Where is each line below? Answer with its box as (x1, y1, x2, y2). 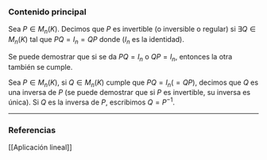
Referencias (8, 125, 56, 136)
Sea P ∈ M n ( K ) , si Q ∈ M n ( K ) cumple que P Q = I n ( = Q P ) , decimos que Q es (8, 78, 259, 89)
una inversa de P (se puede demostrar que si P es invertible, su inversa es (8, 88, 251, 97)
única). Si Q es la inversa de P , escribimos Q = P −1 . (8, 96, 176, 107)
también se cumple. (8, 62, 73, 71)
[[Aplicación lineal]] (8, 143, 73, 152)
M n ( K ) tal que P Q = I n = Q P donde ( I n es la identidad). (8, 35, 184, 46)
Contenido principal (8, 6, 87, 17)
